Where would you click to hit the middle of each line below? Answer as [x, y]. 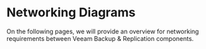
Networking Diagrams [71, 13]
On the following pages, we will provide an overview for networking [103, 31]
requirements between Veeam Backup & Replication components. [100, 38]
